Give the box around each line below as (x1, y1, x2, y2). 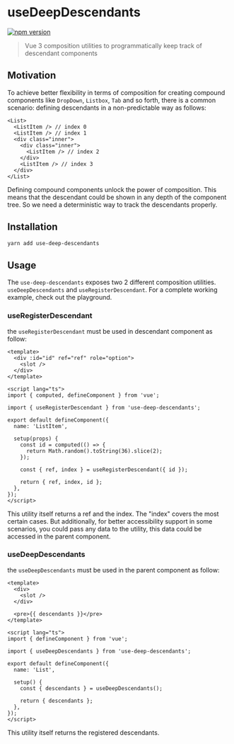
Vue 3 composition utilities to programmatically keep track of (24, 41, 203, 50)
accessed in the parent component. (7, 532, 111, 541)
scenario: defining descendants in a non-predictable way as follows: (7, 103, 206, 112)
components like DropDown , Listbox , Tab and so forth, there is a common (7, 96, 216, 104)
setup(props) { (13, 435, 59, 442)
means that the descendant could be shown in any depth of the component (7, 193, 227, 201)
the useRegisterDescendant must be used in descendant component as (7, 327, 213, 335)
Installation (7, 221, 58, 233)
